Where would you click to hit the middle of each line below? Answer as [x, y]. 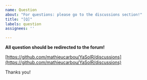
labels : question [23, 24]
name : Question [21, 10]
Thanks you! [18, 72]
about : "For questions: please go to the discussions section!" [74, 15]
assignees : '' [20, 29]
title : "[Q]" [19, 19]
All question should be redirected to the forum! [55, 47]
